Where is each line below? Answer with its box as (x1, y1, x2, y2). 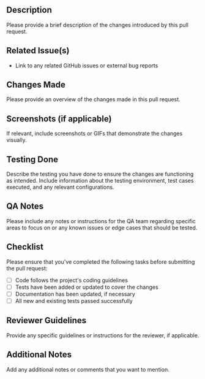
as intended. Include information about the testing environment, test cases (6, 177, 194, 185)
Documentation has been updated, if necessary (15, 290, 136, 297)
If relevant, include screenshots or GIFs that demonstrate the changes (6, 130, 183, 137)
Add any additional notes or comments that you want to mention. (6, 366, 170, 373)
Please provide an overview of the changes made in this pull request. (6, 96, 181, 103)
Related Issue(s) (6, 45, 70, 56)
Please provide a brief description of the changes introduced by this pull (6, 21, 188, 28)
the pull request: (6, 264, 48, 272)
